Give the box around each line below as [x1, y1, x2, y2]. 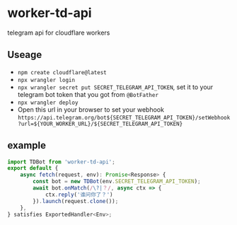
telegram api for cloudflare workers [7, 28, 110, 37]
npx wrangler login [17, 76, 76, 83]
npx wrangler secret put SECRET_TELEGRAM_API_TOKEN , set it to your [17, 83, 214, 91]
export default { [7, 165, 59, 172]
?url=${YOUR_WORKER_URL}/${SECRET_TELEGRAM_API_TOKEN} [17, 120, 183, 127]
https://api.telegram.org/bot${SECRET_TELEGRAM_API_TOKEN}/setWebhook [17, 114, 231, 121]
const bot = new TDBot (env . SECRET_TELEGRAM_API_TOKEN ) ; [33, 178, 201, 185]
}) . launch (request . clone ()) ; [33, 197, 119, 204]
